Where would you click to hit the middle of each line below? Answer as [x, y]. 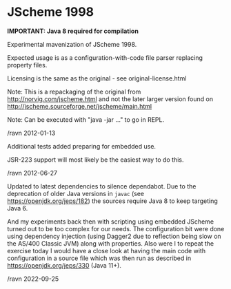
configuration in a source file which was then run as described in [99, 258]
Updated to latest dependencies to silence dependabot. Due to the [102, 186]
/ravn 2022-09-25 [33, 279]
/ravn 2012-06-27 [32, 173]
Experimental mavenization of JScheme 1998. [72, 44]
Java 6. [18, 208]
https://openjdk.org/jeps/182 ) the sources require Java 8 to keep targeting [113, 201]
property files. [27, 65]
